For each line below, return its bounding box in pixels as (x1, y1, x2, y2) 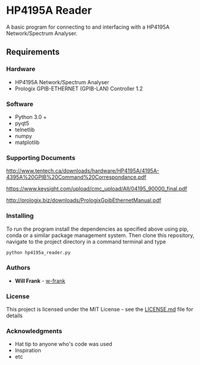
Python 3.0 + (14, 113, 47, 120)
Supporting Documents (6, 154, 76, 162)
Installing (6, 211, 34, 220)
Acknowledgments (6, 327, 63, 335)
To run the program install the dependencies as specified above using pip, (6, 225, 189, 232)
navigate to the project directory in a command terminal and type (6, 238, 166, 245)
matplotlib (14, 139, 40, 146)
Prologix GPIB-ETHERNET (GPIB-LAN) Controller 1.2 (14, 85, 143, 92)
